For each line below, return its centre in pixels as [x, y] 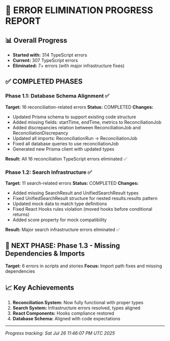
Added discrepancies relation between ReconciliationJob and [76, 127]
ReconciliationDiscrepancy [40, 133]
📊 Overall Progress [36, 40]
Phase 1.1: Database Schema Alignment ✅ [57, 96]
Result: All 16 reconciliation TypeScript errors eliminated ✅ [66, 159]
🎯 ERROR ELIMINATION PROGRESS [79, 10]
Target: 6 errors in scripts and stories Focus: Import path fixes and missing [84, 266]
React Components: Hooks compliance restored [63, 313]
